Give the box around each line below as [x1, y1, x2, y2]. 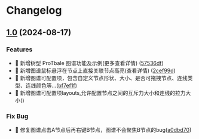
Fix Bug [6, 112, 29, 120]
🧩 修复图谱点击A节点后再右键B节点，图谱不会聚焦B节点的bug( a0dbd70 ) [14, 126, 192, 134]
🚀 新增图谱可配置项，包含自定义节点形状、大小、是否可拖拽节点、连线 [14, 74, 188, 81]
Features [6, 45, 33, 54]
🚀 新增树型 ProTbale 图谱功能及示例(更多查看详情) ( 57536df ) [14, 59, 164, 66]
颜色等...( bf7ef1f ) [35, 82, 78, 89]
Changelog [6, 4, 62, 17]
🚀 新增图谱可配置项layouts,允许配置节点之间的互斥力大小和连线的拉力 [14, 89, 186, 96]
